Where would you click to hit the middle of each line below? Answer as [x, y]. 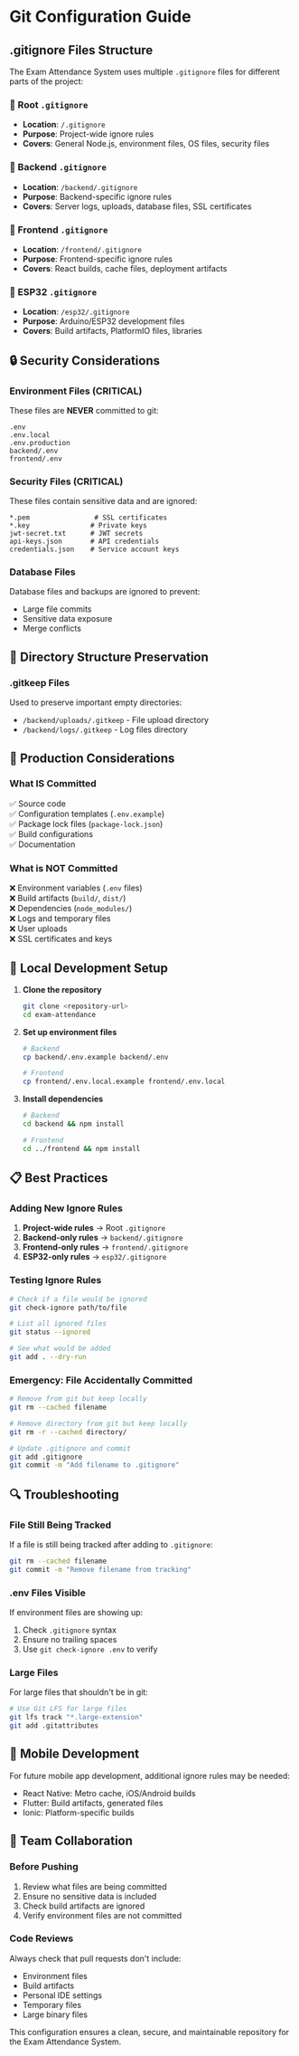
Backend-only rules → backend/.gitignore [103, 1238]
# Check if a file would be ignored [78, 1299]
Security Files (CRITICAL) [66, 481]
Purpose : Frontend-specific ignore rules [98, 259]
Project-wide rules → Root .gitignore [94, 1228]
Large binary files [55, 2014]
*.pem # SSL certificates [89, 518]
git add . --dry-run [48, 1357]
